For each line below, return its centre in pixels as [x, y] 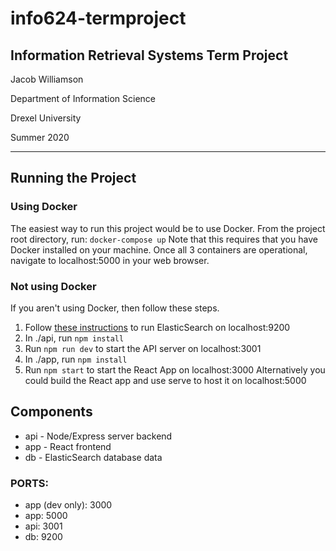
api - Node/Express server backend [98, 436]
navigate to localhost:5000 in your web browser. [110, 260]
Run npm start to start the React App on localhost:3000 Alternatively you [175, 369]
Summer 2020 [40, 137]
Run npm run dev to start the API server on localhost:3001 [143, 348]
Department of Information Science [83, 98]
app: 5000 [46, 516]
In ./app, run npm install [76, 359]
